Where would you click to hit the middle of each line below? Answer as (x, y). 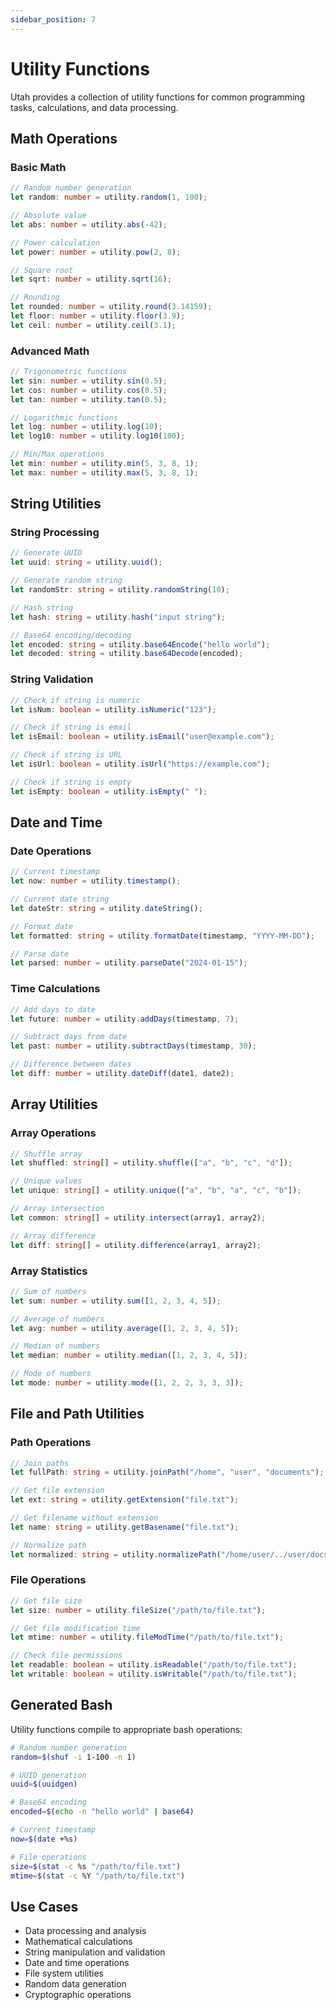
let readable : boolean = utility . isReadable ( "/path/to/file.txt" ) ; (154, 1665)
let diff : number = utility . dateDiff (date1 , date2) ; (122, 1074)
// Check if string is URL (66, 755)
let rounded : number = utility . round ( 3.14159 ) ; (111, 307)
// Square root (42, 270)
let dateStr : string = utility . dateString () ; (106, 908)
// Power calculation (55, 242)
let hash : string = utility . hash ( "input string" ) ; (118, 617)
